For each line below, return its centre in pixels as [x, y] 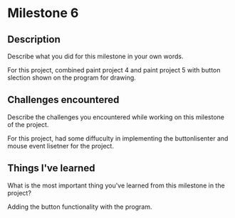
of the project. [28, 124]
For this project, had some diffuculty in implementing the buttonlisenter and [118, 138]
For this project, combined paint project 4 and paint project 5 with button [114, 70]
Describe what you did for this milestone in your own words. [95, 56]
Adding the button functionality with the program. [80, 207]
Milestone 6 [43, 13]
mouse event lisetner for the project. [61, 146]
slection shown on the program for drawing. [72, 77]
